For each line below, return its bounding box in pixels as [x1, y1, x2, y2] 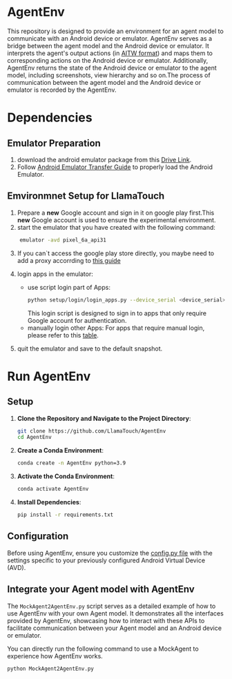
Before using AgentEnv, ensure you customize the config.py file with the [7, 549, 213, 557]
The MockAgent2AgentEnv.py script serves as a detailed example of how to [7, 602, 216, 610]
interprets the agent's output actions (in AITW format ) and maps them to [7, 49, 213, 57]
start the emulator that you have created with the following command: [17, 223, 216, 231]
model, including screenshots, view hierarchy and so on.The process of [7, 70, 211, 79]
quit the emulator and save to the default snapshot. [17, 344, 163, 353]
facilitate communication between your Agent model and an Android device [7, 624, 222, 632]
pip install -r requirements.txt [17, 511, 114, 518]
